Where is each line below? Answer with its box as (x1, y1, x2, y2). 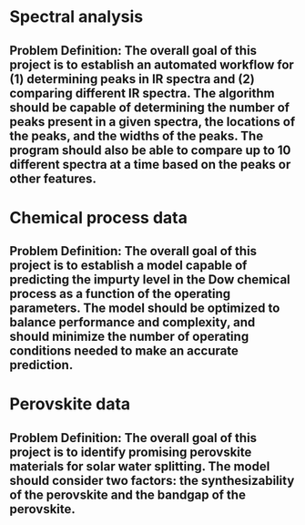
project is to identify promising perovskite (9, 444, 252, 459)
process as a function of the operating (9, 286, 231, 302)
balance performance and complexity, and (9, 314, 256, 330)
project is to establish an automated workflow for (9, 57, 294, 72)
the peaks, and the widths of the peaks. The (9, 128, 264, 143)
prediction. (9, 357, 74, 373)
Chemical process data (9, 207, 188, 228)
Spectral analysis (9, 6, 144, 27)
